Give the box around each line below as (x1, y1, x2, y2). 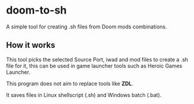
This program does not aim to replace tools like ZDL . (6, 80, 134, 87)
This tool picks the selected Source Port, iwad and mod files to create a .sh (6, 56, 189, 63)
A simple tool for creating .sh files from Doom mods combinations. (6, 23, 167, 30)
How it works (6, 40, 55, 50)
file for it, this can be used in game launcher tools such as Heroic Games (6, 62, 183, 69)
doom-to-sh (6, 4, 67, 17)
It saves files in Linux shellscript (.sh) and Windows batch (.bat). (6, 91, 162, 98)
